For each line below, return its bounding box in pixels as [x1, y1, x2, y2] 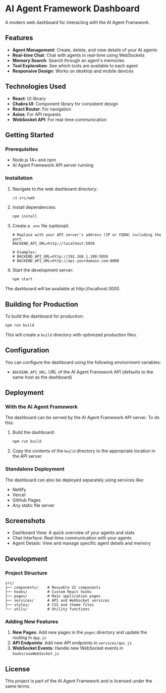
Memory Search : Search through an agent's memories [12, 57, 125, 63]
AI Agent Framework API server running [12, 162, 94, 168]
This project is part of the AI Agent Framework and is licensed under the [5, 678, 153, 684]
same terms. [5, 683, 31, 689]
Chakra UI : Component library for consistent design [12, 101, 118, 107]
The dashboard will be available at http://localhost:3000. [5, 286, 120, 292]
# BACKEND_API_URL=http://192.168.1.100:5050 [12, 254, 108, 259]
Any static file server [12, 502, 55, 508]
